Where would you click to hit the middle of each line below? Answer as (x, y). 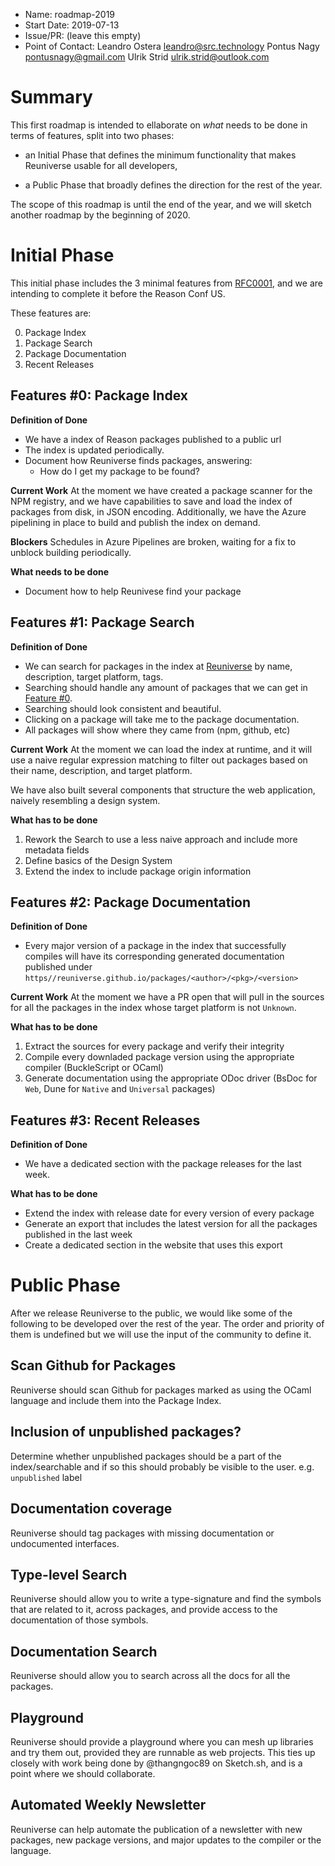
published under (58, 967)
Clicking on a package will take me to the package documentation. (162, 719)
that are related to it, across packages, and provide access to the (144, 1610)
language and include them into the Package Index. (116, 1400)
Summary (51, 97)
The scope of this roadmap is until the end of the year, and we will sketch (161, 204)
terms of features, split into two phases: (92, 135)
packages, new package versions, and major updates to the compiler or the (166, 1840)
